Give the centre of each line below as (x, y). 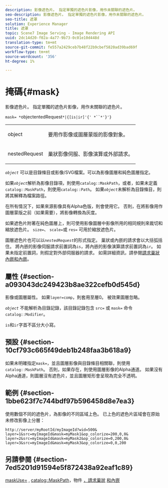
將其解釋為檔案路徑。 (27, 196)
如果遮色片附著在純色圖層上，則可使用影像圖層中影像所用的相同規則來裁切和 (84, 223)
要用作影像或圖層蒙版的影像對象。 (88, 135)
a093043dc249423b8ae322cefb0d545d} (73, 284)
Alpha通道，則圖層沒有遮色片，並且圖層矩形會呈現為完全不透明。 (72, 376)
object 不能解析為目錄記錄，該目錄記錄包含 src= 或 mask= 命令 (69, 308)
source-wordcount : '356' (31, 56)
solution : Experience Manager (37, 24)
